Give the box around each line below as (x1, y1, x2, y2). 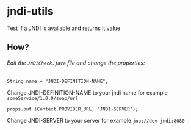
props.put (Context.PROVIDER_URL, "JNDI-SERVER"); (7, 106, 139, 112)
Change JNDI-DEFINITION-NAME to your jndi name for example (7, 88, 168, 96)
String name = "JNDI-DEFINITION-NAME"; (7, 78, 109, 84)
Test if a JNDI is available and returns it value (7, 24, 121, 32)
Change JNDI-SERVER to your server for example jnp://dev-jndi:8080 (7, 117, 185, 124)
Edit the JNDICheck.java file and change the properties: (7, 59, 145, 67)
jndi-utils (7, 4, 54, 18)
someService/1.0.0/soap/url (7, 95, 79, 101)
